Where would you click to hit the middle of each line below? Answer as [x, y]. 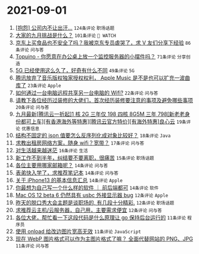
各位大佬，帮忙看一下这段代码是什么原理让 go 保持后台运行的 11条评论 [101, 217]
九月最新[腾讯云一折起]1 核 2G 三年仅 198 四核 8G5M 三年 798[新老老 [100, 114]
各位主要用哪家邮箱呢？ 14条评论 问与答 [62, 165]
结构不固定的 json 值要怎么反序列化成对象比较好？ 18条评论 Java [93, 135]
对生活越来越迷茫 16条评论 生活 [52, 150]
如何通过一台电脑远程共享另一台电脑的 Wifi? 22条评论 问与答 [87, 93]
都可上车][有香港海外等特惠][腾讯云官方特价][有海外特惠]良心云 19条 [103, 121]
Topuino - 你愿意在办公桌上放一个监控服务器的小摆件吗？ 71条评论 [96, 56]
